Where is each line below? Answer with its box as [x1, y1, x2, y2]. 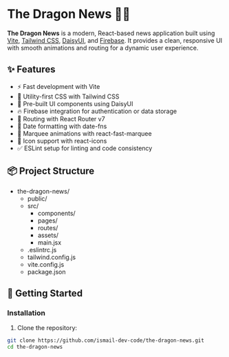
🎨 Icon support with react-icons [17, 136, 107, 145]
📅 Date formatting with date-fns [17, 122, 107, 130]
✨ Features [7, 63, 56, 75]
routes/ [37, 223, 58, 232]
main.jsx [37, 238, 62, 247]
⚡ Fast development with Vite [17, 82, 100, 90]
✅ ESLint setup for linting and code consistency [17, 144, 153, 152]
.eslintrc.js [27, 245, 57, 254]
